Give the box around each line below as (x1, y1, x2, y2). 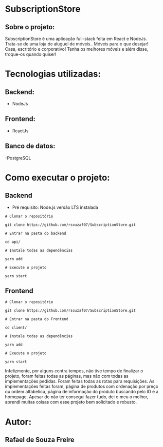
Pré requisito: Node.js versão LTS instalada (12, 204, 98, 210)
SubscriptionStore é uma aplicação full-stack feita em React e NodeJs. (5, 36, 147, 41)
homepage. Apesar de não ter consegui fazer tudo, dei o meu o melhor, (5, 394, 148, 400)
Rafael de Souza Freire (5, 436, 74, 444)
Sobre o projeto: (5, 23, 55, 31)
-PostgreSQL (5, 155, 31, 161)
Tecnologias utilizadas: (5, 68, 101, 80)
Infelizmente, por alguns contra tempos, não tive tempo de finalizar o (5, 368, 144, 374)
